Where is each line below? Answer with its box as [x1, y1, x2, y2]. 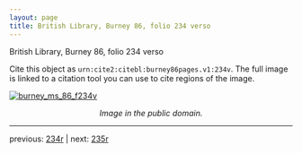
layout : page [9, 13, 58, 22]
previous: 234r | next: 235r [9, 133, 110, 144]
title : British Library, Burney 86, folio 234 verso [9, 21, 211, 30]
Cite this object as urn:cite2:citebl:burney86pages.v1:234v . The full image [9, 64, 289, 74]
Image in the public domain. [99, 107, 203, 118]
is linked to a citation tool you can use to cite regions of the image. [9, 72, 255, 83]
